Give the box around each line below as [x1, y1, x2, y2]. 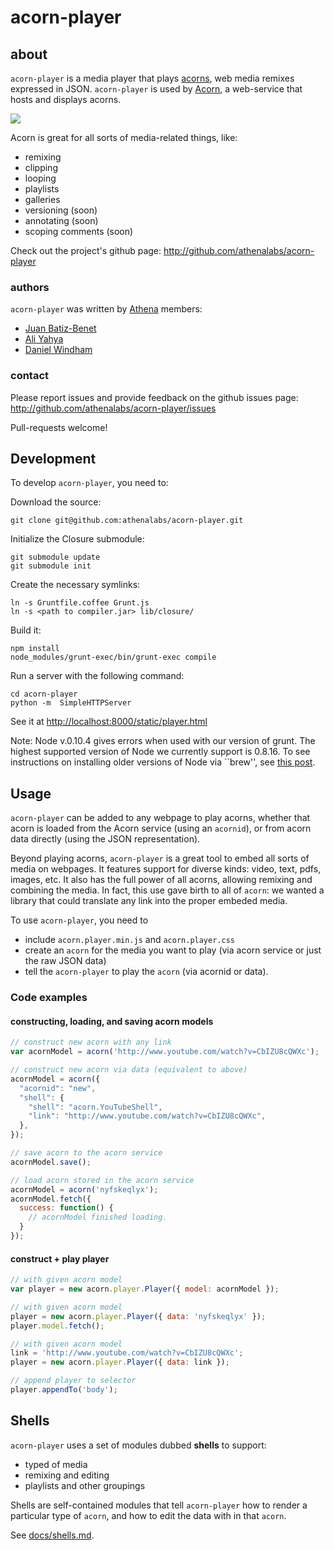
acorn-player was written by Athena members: [10, 303, 203, 315]
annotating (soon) [24, 215, 99, 226]
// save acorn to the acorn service [10, 1148, 163, 1158]
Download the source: [10, 496, 102, 508]
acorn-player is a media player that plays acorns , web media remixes [10, 72, 295, 84]
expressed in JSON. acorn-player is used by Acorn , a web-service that [10, 83, 303, 95]
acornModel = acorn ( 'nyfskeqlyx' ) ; [10, 1184, 159, 1195]
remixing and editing [24, 1469, 110, 1481]
